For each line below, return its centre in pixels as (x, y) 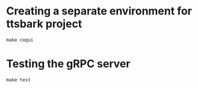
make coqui (20, 40)
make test (19, 80)
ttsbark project (44, 24)
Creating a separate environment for (99, 11)
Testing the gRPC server (68, 64)
